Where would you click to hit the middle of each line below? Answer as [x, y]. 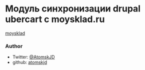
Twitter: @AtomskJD [33, 57]
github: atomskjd [30, 62]
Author [14, 46]
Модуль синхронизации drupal [73, 9]
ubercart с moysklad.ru [55, 19]
